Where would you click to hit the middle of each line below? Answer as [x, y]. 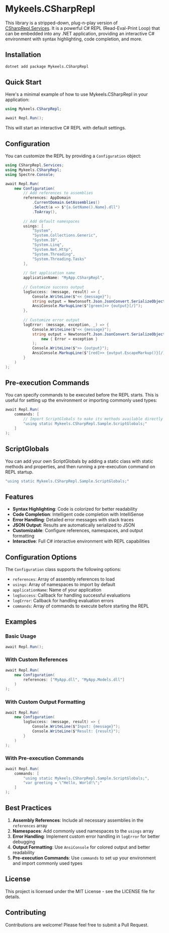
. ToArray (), [45, 212]
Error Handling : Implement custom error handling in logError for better [86, 836]
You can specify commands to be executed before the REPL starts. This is [82, 395]
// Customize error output [52, 320]
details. [13, 897]
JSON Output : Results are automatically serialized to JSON [74, 525]
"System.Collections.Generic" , [65, 236]
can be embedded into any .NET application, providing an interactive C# [80, 33]
